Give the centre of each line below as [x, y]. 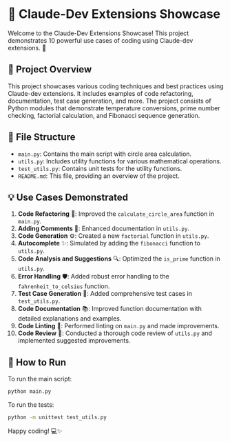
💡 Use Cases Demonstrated [68, 197]
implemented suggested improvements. [74, 341]
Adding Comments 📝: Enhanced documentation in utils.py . [104, 229]
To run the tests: [31, 405]
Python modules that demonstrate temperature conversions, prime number [114, 108]
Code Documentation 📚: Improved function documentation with [109, 309]
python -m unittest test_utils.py [57, 418]
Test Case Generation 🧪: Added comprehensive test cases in [105, 294]
